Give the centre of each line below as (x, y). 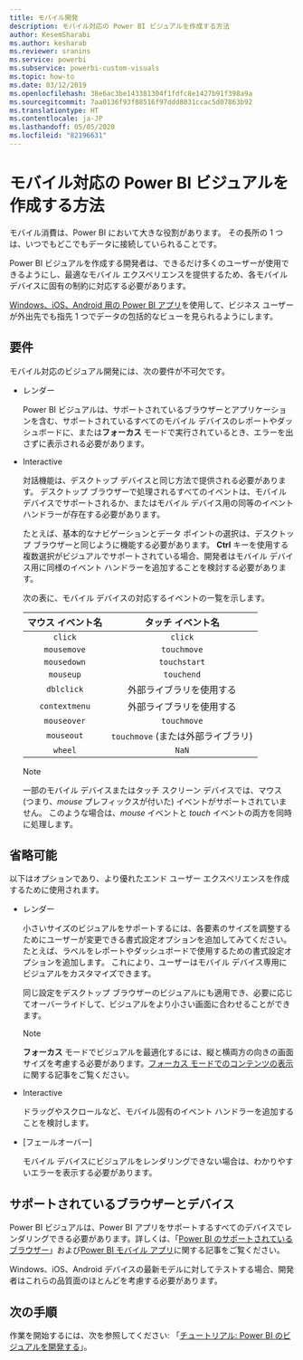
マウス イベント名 (65, 623)
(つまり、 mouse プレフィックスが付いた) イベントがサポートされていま (155, 801)
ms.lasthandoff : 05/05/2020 (62, 128)
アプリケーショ (259, 409)
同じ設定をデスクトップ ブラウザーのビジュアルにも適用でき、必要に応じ (158, 993)
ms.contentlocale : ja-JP (56, 119)
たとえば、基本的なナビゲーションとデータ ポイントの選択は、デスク (150, 533)
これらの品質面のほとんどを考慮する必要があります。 (124, 1280)
